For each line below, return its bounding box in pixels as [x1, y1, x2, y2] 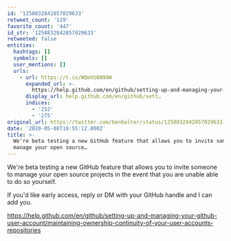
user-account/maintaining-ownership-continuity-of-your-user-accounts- [7, 219, 214, 227]
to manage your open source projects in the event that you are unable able [7, 170, 219, 179]
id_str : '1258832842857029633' [7, 29, 97, 36]
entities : [7, 42, 36, 49]
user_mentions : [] [13, 61, 67, 68]
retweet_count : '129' [7, 16, 69, 23]
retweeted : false [7, 36, 57, 43]
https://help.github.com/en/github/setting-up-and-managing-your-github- [7, 211, 218, 220]
